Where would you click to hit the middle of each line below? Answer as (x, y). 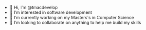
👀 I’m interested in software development (51, 12)
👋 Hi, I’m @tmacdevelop (34, 7)
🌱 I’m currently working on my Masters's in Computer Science (72, 17)
